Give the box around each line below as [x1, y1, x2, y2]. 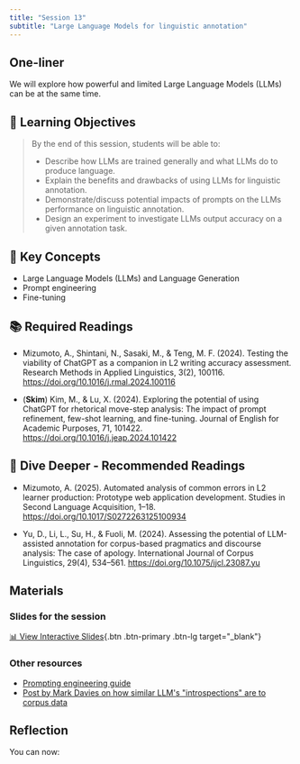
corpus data [22, 696, 68, 707]
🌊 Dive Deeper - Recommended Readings [9, 459, 246, 474]
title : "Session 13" [9, 13, 87, 23]
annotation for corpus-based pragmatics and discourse [55, 538, 261, 549]
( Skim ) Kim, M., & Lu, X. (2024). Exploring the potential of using [22, 394, 259, 405]
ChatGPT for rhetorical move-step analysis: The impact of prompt [22, 403, 268, 414]
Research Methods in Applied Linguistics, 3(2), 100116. [22, 367, 225, 377]
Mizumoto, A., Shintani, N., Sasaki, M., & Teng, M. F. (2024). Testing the [22, 348, 288, 359]
